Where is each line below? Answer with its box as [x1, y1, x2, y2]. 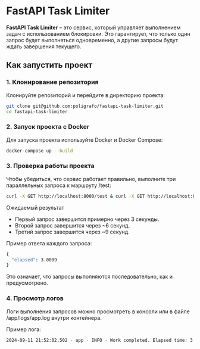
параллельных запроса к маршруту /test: [6, 182, 111, 189]
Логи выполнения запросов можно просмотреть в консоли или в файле [6, 308, 190, 315]
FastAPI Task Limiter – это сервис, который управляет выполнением [6, 24, 181, 31]
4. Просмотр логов [6, 294, 64, 303]
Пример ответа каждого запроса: [6, 239, 92, 247]
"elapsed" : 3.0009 [11, 257, 58, 263]
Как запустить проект [6, 60, 93, 70]
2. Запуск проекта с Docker [6, 123, 90, 131]
